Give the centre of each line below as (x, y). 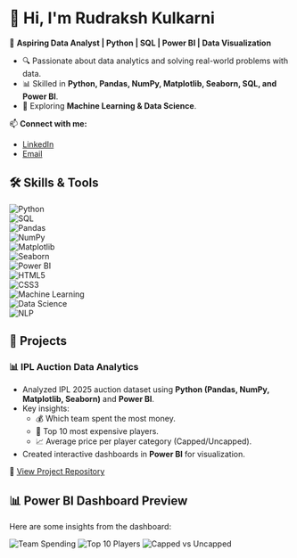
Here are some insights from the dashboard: (91, 527)
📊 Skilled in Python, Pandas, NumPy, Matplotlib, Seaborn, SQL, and (149, 83)
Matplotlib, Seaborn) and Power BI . (88, 399)
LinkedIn (38, 144)
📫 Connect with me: (48, 123)
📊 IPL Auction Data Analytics (74, 367)
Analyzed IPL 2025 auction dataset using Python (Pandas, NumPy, (146, 390)
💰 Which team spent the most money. (105, 419)
